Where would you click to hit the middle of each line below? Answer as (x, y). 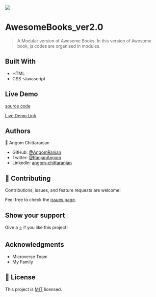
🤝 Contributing (28, 178)
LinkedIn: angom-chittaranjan (42, 163)
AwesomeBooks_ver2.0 (54, 27)
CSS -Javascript (29, 78)
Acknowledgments (35, 245)
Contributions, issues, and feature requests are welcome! (63, 190)
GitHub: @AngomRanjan (37, 152)
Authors (18, 131)
